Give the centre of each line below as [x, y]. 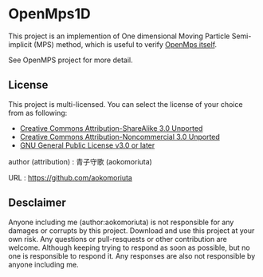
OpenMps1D [50, 14]
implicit [20, 44]
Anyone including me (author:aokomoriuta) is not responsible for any [121, 222]
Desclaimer [37, 203]
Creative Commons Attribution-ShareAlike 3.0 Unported [111, 128]
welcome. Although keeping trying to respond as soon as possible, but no [129, 247]
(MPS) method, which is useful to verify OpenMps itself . [125, 44]
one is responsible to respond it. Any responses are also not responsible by [132, 255]
